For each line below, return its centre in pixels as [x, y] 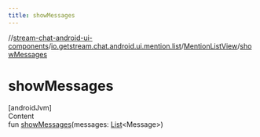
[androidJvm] [30, 107]
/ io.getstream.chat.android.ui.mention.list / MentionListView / [144, 46]
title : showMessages [42, 15]
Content [21, 116]
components [29, 46]
